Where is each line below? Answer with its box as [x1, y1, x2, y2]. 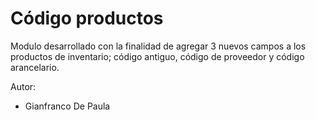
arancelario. [10, 61, 60, 73]
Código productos [10, 7, 164, 30]
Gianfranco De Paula [24, 100, 111, 112]
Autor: [10, 80, 37, 92]
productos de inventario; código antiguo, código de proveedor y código [10, 50, 305, 62]
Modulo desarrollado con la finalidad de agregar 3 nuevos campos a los [10, 40, 307, 52]
